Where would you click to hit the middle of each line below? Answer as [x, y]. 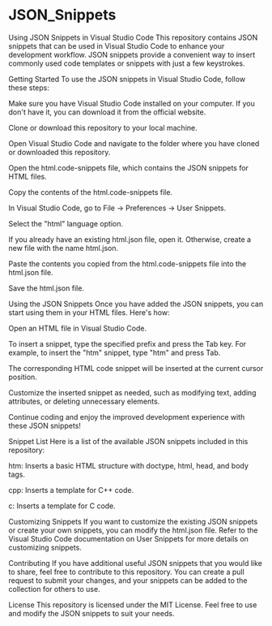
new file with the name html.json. [64, 248]
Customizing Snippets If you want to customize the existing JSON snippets [133, 521]
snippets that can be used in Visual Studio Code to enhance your [117, 45]
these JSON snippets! [45, 425]
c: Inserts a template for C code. [62, 506]
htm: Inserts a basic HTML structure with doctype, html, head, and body [129, 465]
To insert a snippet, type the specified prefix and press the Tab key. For [127, 343]
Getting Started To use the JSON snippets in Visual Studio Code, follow [127, 79]
